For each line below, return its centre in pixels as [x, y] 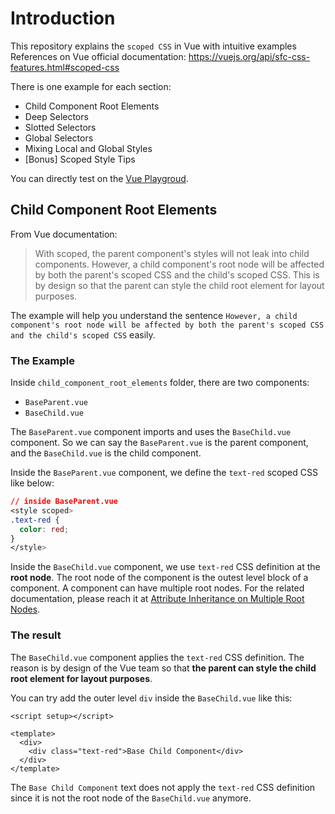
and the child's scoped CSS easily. [83, 334]
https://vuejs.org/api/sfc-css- [249, 56]
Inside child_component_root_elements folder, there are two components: [160, 383]
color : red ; [44, 529]
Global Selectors [59, 138]
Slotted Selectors [60, 127]
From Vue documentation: [64, 234]
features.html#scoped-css [65, 67]
